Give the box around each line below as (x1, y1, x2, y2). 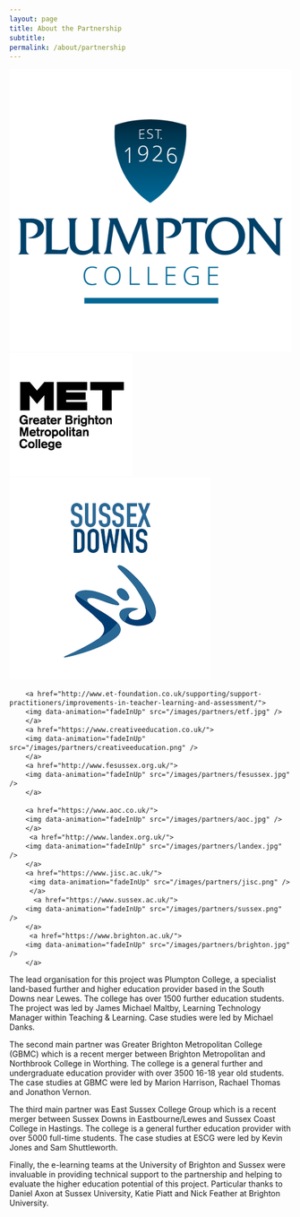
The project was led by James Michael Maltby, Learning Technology (9, 1003, 261, 1014)
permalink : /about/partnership (9, 43, 126, 52)
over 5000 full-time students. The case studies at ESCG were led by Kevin (9, 1133, 283, 1144)
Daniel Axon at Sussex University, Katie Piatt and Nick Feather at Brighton (9, 1188, 280, 1199)
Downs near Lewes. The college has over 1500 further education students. (9, 993, 285, 1004)
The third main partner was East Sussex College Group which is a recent (9, 1104, 277, 1115)
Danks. (9, 1022, 36, 1032)
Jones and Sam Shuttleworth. (9, 1143, 118, 1153)
